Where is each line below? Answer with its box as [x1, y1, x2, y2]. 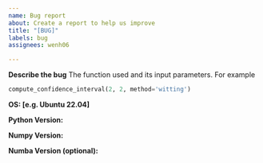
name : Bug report [8, 11, 66, 20]
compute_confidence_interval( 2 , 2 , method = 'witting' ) [8, 85, 192, 94]
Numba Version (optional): [8, 146, 98, 155]
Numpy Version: [8, 130, 64, 140]
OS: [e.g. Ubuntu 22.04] [8, 100, 90, 109]
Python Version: [8, 115, 64, 124]
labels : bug [8, 33, 48, 42]
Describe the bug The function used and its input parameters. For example [8, 70, 256, 80]
